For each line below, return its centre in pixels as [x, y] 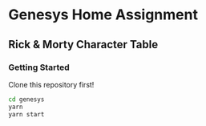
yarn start [26, 114]
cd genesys [26, 99]
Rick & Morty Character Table [83, 45]
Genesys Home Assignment [103, 15]
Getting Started [39, 67]
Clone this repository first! [51, 84]
